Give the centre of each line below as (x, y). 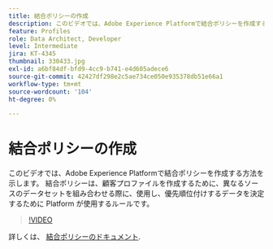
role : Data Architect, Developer (65, 39)
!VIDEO (40, 220)
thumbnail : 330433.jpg (47, 62)
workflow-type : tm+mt (45, 84)
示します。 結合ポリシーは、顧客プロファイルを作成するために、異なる (127, 183)
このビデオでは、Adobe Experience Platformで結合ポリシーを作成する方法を (136, 173)
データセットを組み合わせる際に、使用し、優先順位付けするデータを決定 (143, 194)
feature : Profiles (39, 31)
